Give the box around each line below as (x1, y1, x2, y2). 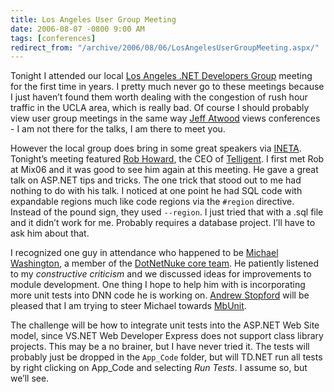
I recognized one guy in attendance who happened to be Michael (10, 247, 279, 259)
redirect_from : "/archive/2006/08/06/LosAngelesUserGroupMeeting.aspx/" (10, 42, 320, 53)
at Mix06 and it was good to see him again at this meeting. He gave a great (10, 164, 319, 176)
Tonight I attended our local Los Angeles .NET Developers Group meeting (10, 70, 313, 82)
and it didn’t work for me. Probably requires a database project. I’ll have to (10, 217, 316, 229)
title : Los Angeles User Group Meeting (10, 14, 177, 25)
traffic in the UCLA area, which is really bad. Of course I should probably (10, 102, 310, 114)
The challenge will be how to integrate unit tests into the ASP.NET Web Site (10, 319, 320, 331)
